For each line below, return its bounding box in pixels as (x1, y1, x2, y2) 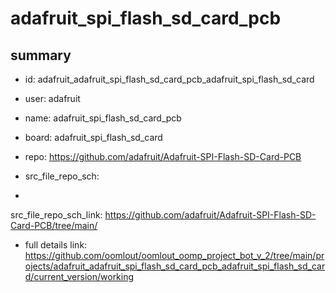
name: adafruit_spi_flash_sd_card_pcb (24, 112, 182, 124)
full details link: (24, 239, 88, 251)
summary (10, 47, 72, 64)
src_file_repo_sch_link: (10, 209, 103, 221)
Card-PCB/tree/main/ (10, 220, 98, 231)
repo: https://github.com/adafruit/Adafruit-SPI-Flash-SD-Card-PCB (24, 151, 302, 162)
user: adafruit (24, 93, 81, 104)
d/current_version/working (24, 271, 135, 282)
